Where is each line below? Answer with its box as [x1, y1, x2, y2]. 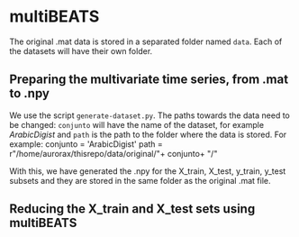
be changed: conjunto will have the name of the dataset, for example [9, 119, 264, 130]
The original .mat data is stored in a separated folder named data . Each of [9, 36, 283, 47]
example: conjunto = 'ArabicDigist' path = [9, 138, 164, 150]
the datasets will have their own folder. [9, 45, 153, 56]
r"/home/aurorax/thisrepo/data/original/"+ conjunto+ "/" [9, 148, 218, 159]
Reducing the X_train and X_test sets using [9, 201, 256, 217]
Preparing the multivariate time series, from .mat [9, 72, 289, 87]
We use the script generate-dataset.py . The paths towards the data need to [9, 110, 290, 121]
